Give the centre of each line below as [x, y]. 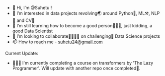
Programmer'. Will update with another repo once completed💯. [76, 68]
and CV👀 [26, 20]
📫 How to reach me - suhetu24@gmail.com [57, 42]
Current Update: [22, 53]
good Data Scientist [33, 31]
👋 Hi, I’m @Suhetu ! [32, 8]
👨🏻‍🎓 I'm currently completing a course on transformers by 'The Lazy [83, 63]
